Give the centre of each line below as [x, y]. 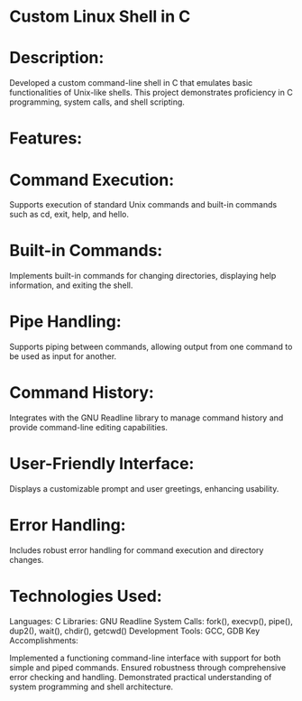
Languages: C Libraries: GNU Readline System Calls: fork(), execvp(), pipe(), [151, 621]
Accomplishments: [44, 640]
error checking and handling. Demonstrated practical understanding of [141, 677]
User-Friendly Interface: [102, 464]
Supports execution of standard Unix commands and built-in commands [143, 205]
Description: [57, 58]
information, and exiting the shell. [71, 285]
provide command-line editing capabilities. [89, 428]
